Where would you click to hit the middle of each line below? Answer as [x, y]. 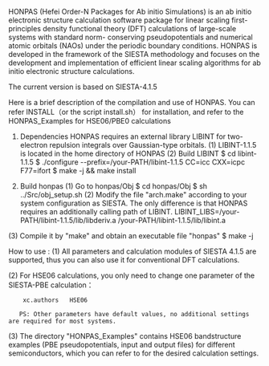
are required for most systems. [62, 321]
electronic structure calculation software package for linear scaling [119, 20]
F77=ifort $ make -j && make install [78, 171]
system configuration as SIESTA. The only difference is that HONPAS [134, 203]
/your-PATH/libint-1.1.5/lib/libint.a [172, 220]
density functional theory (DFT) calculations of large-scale [140, 28]
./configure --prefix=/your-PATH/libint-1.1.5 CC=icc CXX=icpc [144, 162]
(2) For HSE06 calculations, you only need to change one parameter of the [132, 275]
